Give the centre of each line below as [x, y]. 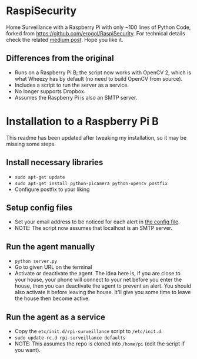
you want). [28, 350]
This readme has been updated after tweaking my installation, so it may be [96, 137]
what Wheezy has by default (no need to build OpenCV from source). [98, 78]
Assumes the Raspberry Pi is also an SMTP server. [76, 97]
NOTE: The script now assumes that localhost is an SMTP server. [93, 228]
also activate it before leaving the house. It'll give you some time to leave [103, 292]
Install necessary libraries [55, 162]
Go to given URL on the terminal [53, 267]
